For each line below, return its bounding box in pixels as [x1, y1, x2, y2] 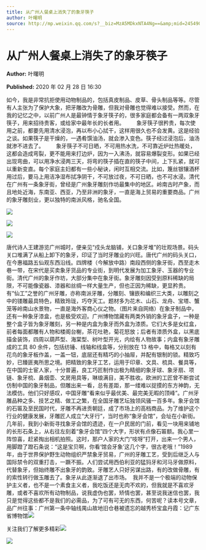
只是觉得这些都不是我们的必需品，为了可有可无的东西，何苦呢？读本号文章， [6, 497, 200, 504]
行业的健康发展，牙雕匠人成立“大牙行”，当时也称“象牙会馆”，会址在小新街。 [6, 412, 199, 420]
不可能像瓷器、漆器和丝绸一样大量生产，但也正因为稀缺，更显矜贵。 [17, 282, 189, 289]
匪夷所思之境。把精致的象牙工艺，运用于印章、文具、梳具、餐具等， [27, 358, 200, 366]
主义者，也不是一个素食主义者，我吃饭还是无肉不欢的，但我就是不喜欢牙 [11, 481, 194, 489]
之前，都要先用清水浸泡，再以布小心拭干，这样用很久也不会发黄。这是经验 [11, 127, 200, 134]
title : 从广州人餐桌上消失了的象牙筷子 [6, 9, 94, 15]
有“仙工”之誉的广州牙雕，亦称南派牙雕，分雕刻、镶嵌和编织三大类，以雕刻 [6, 290, 194, 297]
